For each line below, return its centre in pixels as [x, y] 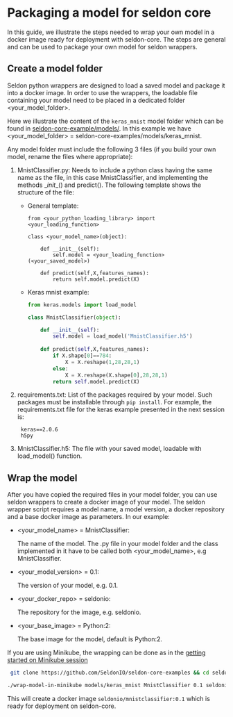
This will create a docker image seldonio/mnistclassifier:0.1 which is [109, 698]
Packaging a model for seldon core [109, 13]
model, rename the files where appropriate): [70, 156]
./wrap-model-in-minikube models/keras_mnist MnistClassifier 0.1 [105, 686]
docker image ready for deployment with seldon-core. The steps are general [116, 39]
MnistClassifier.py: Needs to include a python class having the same [115, 170]
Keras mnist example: [58, 292]
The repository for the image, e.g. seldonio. [79, 612]
